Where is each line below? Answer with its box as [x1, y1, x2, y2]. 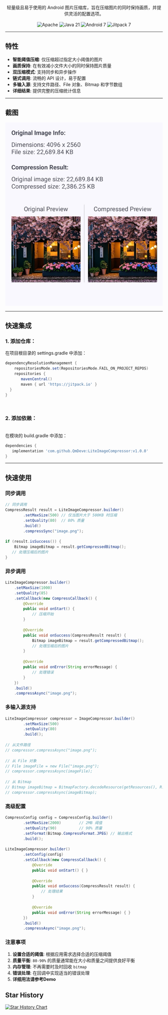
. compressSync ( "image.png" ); [23, 528, 84, 534]
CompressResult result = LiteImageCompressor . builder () [5, 507, 124, 513]
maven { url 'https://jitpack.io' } [20, 382, 97, 387]
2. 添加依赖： [5, 415, 37, 422]
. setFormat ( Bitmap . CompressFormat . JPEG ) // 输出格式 [23, 831, 132, 836]
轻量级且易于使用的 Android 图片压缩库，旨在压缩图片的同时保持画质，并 [6, 5, 157, 11]
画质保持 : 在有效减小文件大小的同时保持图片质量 [12, 63, 111, 69]
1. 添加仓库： [5, 338, 36, 345]
